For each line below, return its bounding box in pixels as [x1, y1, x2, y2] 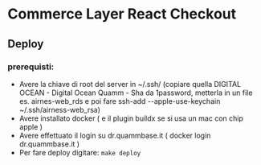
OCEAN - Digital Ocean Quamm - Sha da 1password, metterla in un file [18, 88, 253, 97]
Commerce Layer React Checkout [7, 5, 237, 23]
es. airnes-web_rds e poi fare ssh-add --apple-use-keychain [18, 96, 221, 105]
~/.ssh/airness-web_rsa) [18, 105, 101, 114]
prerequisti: [7, 61, 55, 72]
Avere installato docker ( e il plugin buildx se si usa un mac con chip [18, 113, 244, 123]
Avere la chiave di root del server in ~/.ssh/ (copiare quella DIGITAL [18, 79, 242, 89]
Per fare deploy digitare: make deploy [18, 147, 141, 157]
